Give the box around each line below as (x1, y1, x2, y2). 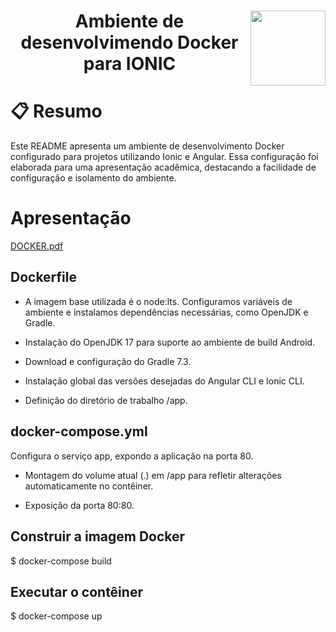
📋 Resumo (10, 100, 103, 123)
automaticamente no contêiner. (24, 480, 154, 492)
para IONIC (83, 53, 177, 75)
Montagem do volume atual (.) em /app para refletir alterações (24, 469, 282, 481)
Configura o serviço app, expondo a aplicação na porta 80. (10, 450, 254, 462)
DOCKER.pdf (10, 240, 64, 252)
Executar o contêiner (10, 583, 143, 600)
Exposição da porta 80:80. (24, 499, 135, 511)
